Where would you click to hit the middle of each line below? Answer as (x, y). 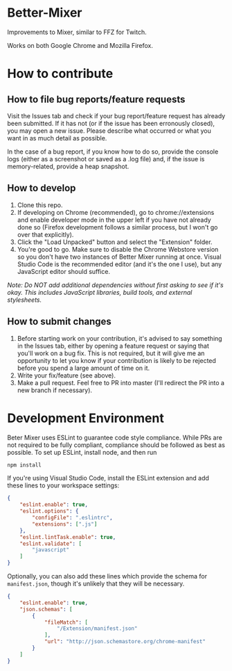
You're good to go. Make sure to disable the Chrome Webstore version (118, 249)
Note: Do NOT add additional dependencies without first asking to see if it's (115, 285)
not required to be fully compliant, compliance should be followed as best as (116, 445)
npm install (24, 465)
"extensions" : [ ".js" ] (65, 524)
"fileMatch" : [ (66, 622)
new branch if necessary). (54, 390)
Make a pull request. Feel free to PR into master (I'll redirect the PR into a (121, 382)
